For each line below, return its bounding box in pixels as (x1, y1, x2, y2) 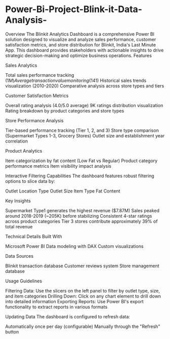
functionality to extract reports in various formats (5, 304, 108, 310)
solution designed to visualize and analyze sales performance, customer (5, 36, 156, 42)
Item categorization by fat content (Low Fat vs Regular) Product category (5, 158, 158, 164)
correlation (5, 138, 28, 144)
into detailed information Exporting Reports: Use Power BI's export (5, 298, 144, 304)
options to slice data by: (5, 178, 56, 184)
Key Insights (5, 198, 31, 204)
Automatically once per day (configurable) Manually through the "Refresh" (5, 323, 160, 329)
